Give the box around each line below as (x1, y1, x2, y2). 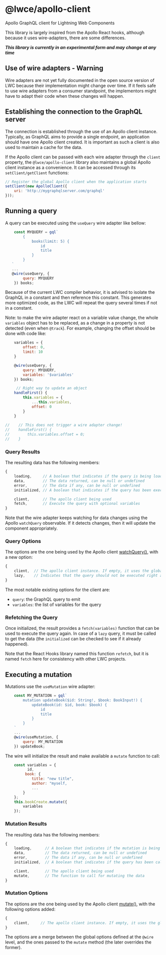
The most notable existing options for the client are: (5, 587, 110, 593)
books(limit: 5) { (31, 239, 70, 244)
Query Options (5, 538, 41, 545)
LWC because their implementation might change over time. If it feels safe (5, 82, 156, 88)
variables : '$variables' (23, 372, 74, 377)
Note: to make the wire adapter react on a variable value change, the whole (5, 315, 159, 321)
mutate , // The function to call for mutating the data (14, 873, 145, 878)
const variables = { (14, 762, 56, 767)
